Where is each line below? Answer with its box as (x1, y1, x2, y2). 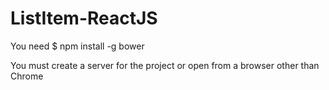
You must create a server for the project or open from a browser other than (10, 59, 320, 71)
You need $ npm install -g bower (10, 40, 145, 52)
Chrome (10, 70, 44, 82)
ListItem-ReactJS (10, 7, 158, 30)
